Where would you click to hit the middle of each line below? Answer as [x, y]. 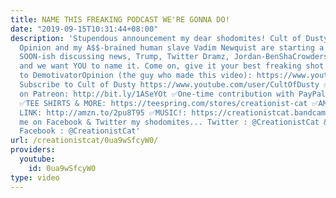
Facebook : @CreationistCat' [80, 131]
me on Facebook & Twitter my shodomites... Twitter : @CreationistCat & [174, 122]
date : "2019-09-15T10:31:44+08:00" [84, 29]
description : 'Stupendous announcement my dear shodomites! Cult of [156, 38]
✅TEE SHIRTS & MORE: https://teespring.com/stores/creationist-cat [163, 103]
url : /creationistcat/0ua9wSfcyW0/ [84, 141]
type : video [35, 177]
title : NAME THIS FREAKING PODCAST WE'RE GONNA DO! [120, 19]
